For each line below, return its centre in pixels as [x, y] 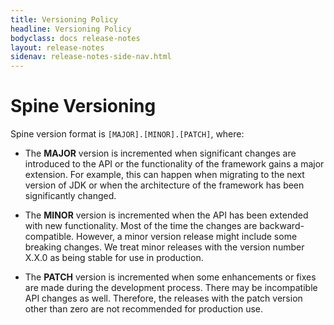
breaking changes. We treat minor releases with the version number [164, 247]
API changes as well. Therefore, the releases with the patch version [163, 298]
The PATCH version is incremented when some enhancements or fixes [170, 277]
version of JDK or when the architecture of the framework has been [164, 185]
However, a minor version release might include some [187, 237]
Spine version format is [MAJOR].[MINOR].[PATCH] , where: [127, 134]
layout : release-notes [57, 47]
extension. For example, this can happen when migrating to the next [164, 175]
